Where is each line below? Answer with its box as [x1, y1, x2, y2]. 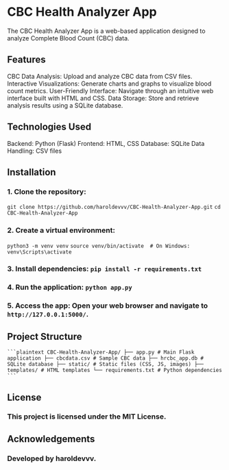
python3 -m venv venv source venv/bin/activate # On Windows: [7, 243, 191, 249]
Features [7, 54, 46, 66]
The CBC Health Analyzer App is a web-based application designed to [7, 27, 206, 35]
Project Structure [7, 330, 82, 343]
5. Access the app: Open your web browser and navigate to [7, 301, 208, 310]
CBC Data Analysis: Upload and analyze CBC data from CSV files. [7, 72, 193, 80]
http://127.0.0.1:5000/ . [7, 310, 89, 319]
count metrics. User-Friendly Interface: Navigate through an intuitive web [7, 86, 214, 95]
